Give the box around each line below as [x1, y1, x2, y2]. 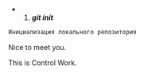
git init [31, 13, 54, 22]
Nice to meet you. [8, 42, 67, 52]
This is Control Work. [8, 57, 77, 68]
